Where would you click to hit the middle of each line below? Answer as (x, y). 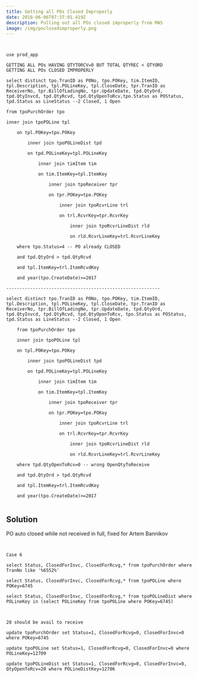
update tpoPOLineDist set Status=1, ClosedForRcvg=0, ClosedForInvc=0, (96, 664)
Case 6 (14, 555)
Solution (22, 519)
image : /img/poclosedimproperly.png (51, 28)
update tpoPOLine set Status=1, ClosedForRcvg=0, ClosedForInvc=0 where (98, 648)
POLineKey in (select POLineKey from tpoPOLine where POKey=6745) (90, 602)
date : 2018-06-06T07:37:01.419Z (46, 17)
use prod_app (22, 55)
